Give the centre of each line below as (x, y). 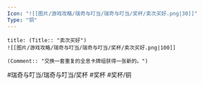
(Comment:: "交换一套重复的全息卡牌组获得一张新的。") (78, 61)
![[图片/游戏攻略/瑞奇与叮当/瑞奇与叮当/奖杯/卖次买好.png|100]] (91, 48)
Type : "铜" (22, 20)
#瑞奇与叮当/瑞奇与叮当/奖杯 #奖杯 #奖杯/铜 (69, 75)
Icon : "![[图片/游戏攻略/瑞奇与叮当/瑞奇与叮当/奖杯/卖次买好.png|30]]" (103, 13)
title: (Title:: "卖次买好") (47, 40)
